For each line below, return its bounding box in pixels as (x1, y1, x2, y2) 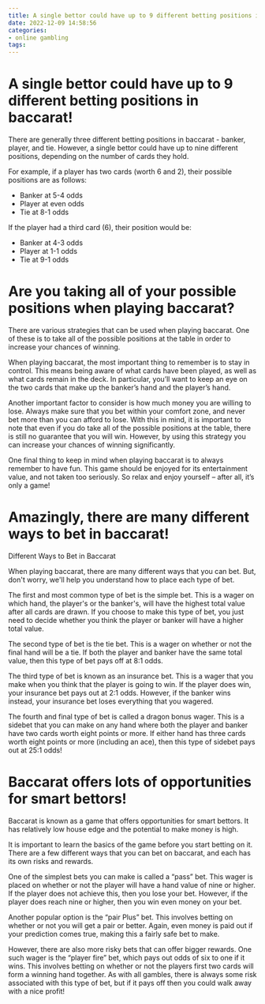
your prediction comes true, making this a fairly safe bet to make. (8, 929, 220, 938)
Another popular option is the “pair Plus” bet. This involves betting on (8, 912, 233, 922)
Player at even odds (19, 199, 84, 209)
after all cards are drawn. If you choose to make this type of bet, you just (8, 606, 244, 617)
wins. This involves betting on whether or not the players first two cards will (8, 961, 254, 971)
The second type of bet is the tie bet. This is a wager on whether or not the (8, 639, 252, 648)
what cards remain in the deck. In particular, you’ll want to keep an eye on (8, 375, 248, 383)
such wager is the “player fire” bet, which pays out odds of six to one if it (8, 953, 245, 962)
